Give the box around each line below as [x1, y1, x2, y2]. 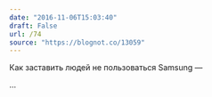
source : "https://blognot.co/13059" [9, 37, 145, 47]
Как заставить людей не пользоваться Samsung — [9, 62, 203, 73]
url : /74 [9, 29, 42, 38]
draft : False [9, 21, 58, 30]
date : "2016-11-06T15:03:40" [9, 12, 118, 22]
